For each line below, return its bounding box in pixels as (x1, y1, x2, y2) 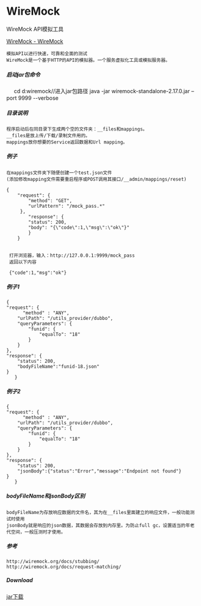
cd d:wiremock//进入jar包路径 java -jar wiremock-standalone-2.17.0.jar (13, 87, 191, 94)
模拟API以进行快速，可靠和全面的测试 (6, 50, 87, 56)
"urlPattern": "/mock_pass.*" (28, 203, 105, 209)
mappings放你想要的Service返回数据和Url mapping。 (6, 139, 128, 145)
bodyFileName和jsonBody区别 (6, 492, 86, 500)
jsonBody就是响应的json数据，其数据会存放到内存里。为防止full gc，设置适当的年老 (6, 522, 195, 528)
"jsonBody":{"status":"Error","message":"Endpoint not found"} (17, 468, 182, 474)
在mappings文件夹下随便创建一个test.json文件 (6, 170, 112, 176)
